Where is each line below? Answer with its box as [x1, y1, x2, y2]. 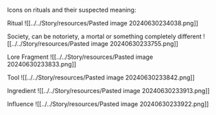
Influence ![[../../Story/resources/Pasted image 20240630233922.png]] [7, 100, 209, 108]
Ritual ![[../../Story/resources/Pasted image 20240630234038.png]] [7, 19, 199, 27]
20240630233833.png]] [7, 60, 77, 68]
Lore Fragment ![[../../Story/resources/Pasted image [7, 53, 154, 61]
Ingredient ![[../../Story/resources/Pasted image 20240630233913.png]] [7, 87, 211, 94]
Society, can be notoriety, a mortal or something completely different [7, 32, 202, 40]
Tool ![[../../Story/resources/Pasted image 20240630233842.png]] [7, 73, 195, 81]
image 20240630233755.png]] [91, 40, 178, 47]
